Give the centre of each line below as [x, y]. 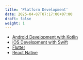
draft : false [18, 19]
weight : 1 [15, 23]
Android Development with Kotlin [45, 37]
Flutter [19, 47]
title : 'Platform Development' [37, 10]
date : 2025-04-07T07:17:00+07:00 [39, 14]
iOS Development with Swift [40, 42]
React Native [25, 53]
